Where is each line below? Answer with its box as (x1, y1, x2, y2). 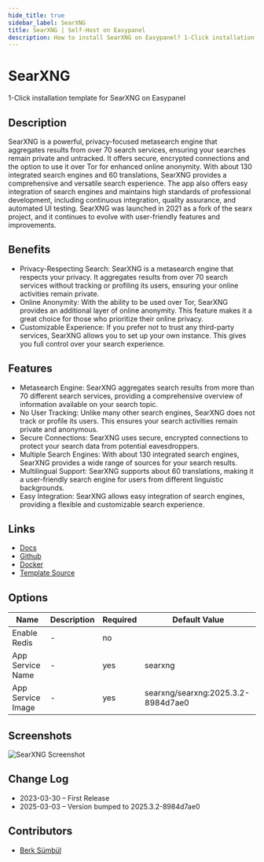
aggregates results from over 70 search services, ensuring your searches (8, 145, 246, 154)
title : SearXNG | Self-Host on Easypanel (8, 26, 146, 34)
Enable (12, 628, 38, 639)
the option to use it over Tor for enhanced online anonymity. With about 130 (8, 162, 253, 171)
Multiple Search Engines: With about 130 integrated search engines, (19, 449, 240, 459)
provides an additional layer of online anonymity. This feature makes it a (19, 306, 253, 315)
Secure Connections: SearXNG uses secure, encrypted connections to (19, 433, 249, 442)
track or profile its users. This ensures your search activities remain (19, 416, 238, 425)
